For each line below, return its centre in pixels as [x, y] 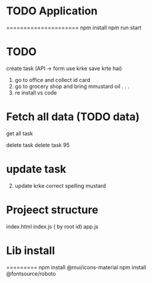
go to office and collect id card [52, 80]
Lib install [31, 250]
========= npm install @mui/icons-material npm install [76, 267]
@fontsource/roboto [31, 273]
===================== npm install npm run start [74, 28]
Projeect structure [52, 210]
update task [36, 169]
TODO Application [52, 11]
